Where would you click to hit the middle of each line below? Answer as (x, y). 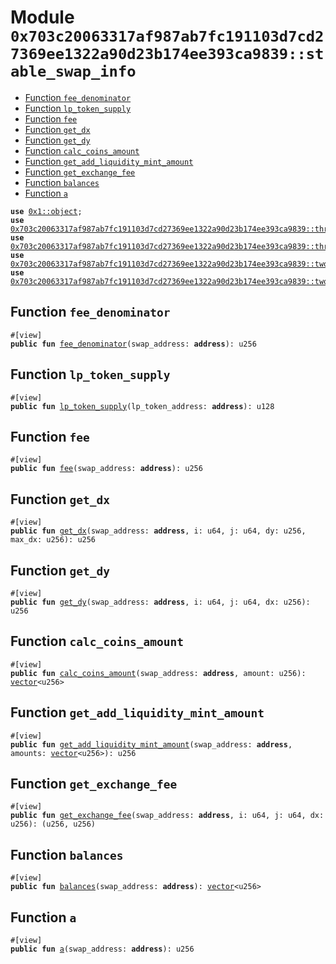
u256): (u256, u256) (53, 824)
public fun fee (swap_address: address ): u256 (106, 469)
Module (42, 17)
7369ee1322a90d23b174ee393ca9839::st (167, 54)
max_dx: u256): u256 (53, 540)
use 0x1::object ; (46, 211)
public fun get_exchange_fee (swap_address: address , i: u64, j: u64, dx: (167, 816)
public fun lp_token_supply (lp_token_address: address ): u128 (142, 406)
